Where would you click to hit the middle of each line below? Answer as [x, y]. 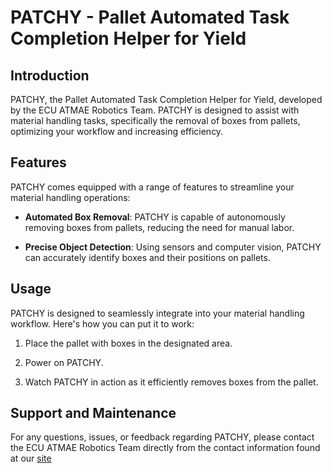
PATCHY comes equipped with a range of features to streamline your [152, 187]
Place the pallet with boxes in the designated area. [128, 343]
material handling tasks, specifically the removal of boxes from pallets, [155, 120]
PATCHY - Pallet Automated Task [150, 17]
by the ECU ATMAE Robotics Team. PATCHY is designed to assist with [155, 110]
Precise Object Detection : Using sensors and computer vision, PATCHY [173, 247]
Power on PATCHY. [64, 362]
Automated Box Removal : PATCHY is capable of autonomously [155, 217]
